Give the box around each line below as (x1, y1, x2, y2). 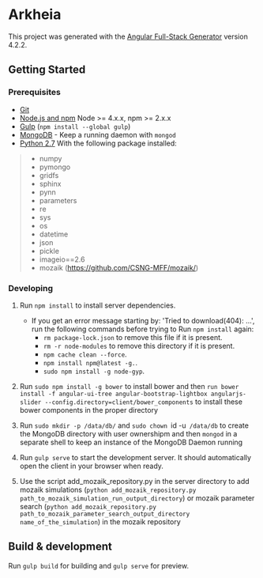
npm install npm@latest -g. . (43, 357, 138, 367)
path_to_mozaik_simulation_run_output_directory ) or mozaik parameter (19, 493, 255, 503)
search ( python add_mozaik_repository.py (19, 501, 156, 511)
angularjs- (210, 390, 246, 398)
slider (19, 398, 42, 406)
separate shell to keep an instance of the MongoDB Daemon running (19, 437, 243, 447)
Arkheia (8, 6, 62, 24)
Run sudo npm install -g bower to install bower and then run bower (19, 381, 239, 391)
